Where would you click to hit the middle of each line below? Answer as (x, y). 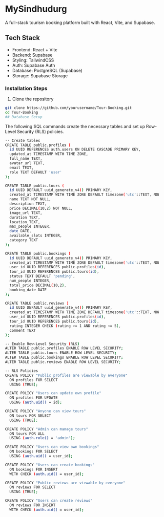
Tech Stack (22, 38)
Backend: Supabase (32, 55)
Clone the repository (33, 99)
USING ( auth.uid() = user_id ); (41, 456)
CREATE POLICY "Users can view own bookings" (52, 447)
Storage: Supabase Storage (40, 75)
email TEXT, (22, 168)
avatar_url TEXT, (27, 163)
